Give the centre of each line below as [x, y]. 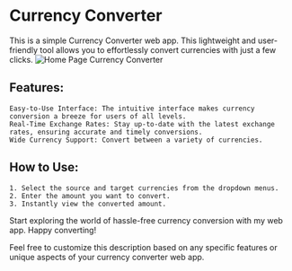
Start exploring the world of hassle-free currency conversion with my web [146, 220]
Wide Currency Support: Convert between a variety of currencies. [136, 140]
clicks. [21, 59]
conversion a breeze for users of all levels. [98, 116]
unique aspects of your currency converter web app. [107, 257]
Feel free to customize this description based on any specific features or [144, 247]
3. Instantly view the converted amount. [88, 204]
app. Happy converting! [53, 230]
